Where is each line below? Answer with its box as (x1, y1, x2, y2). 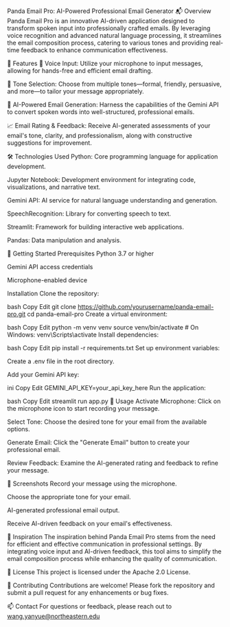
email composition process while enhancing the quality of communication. (7, 555, 218, 562)
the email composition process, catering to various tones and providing (7, 38, 209, 47)
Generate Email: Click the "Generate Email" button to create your (7, 438, 190, 446)
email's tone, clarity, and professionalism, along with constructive (7, 131, 192, 139)
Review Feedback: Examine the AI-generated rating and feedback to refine (7, 459, 218, 467)
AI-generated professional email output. (7, 506, 120, 514)
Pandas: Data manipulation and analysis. (7, 236, 122, 244)
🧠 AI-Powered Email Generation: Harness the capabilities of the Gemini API (7, 100, 219, 109)
